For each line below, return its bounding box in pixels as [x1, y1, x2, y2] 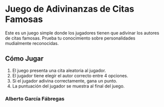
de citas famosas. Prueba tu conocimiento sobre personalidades [5, 35, 136, 41]
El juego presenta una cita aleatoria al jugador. [12, 67, 107, 73]
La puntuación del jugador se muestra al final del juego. [12, 83, 125, 89]
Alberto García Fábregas [5, 95, 65, 102]
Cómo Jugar [5, 55, 44, 63]
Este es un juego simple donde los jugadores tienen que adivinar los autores [5, 30, 160, 36]
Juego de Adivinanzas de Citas [5, 3, 135, 15]
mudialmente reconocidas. [5, 40, 59, 46]
